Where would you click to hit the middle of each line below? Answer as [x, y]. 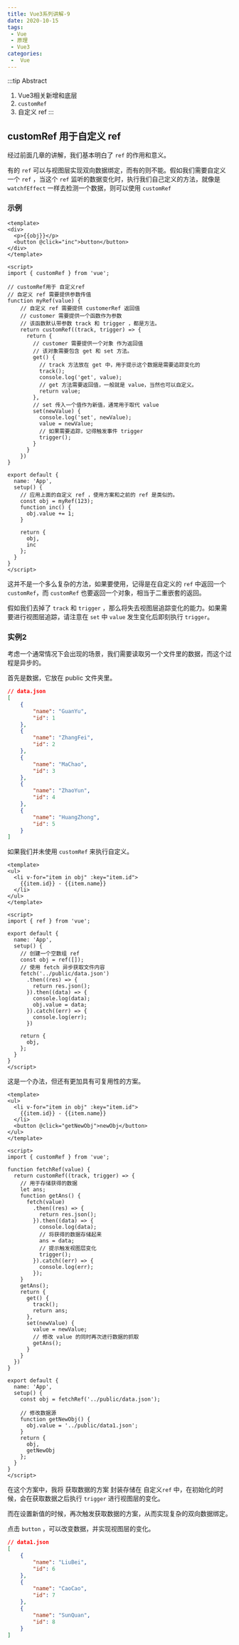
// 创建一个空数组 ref [50, 954]
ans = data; [57, 1241]
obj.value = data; [60, 1005]
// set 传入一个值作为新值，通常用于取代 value [96, 405]
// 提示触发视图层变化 [68, 1249]
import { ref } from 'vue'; [49, 921]
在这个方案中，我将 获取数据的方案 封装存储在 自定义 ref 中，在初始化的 [112, 1490]
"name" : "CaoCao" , [60, 1589]
